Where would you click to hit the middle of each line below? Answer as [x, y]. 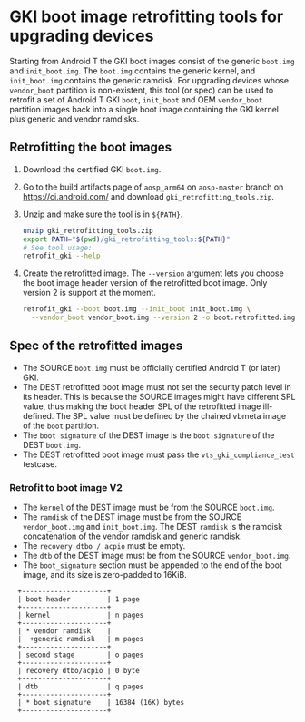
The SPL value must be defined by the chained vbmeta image [171, 415]
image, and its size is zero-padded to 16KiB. [105, 575]
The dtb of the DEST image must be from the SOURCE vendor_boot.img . [157, 556]
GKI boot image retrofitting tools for [147, 17]
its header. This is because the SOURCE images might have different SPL [159, 396]
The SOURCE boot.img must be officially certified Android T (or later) [152, 367]
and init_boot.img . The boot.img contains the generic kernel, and [133, 71]
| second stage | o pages [81, 655]
